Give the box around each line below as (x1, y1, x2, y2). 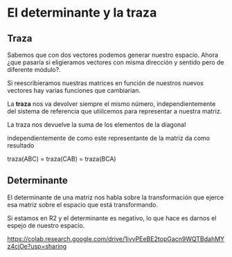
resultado (7, 141, 35, 150)
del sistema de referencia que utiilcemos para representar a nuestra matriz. (7, 107, 222, 115)
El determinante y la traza (7, 5, 157, 21)
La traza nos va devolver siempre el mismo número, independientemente (7, 100, 216, 108)
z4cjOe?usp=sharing (7, 242, 67, 250)
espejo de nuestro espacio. (7, 221, 85, 229)
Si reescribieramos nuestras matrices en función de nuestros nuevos (7, 79, 204, 87)
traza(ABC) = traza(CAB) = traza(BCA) (7, 154, 116, 163)
